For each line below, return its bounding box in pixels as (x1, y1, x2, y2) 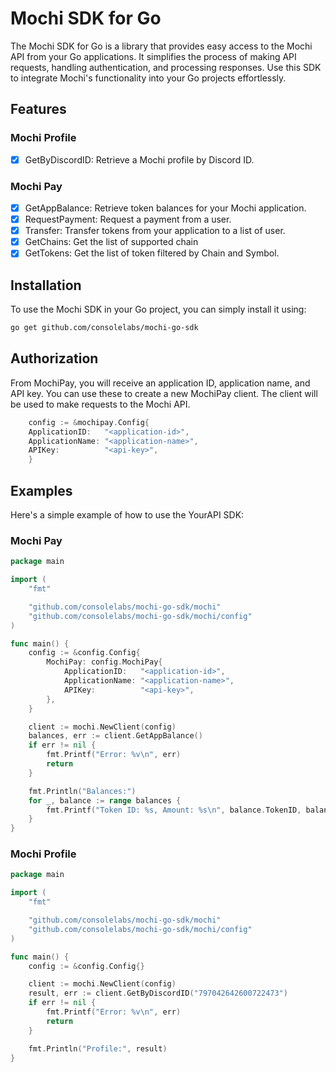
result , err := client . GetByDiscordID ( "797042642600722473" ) (28, 988, 288, 999)
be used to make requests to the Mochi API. (10, 398, 191, 410)
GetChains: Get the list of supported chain (24, 236, 199, 248)
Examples (10, 482, 73, 499)
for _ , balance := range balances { (28, 795, 182, 806)
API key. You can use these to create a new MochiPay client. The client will (10, 387, 318, 399)
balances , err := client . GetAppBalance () (28, 731, 203, 741)
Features (10, 101, 67, 118)
